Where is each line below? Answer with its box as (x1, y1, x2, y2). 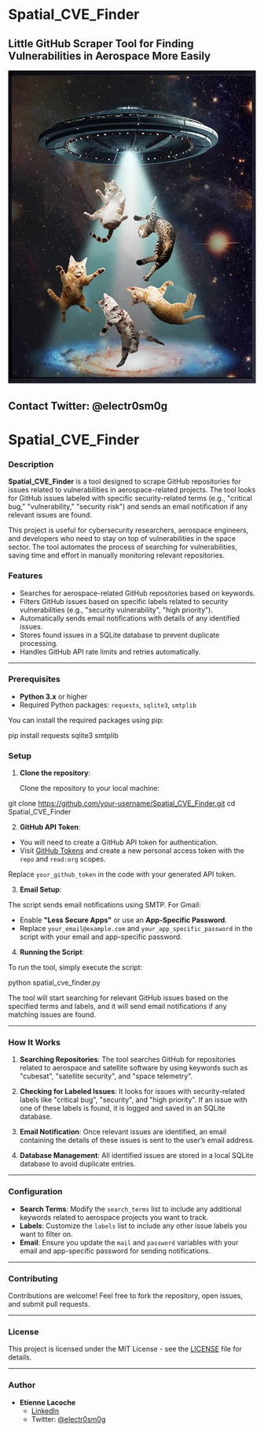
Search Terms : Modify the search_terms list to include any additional (19, 1204, 242, 1214)
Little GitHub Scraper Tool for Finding (8, 37, 194, 50)
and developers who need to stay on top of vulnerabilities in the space (8, 534, 236, 543)
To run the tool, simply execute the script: (8, 963, 143, 972)
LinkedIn (31, 1406, 60, 1415)
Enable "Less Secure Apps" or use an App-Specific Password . (19, 915, 228, 925)
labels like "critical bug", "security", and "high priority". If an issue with (19, 1095, 247, 1104)
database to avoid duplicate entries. (19, 1159, 136, 1169)
